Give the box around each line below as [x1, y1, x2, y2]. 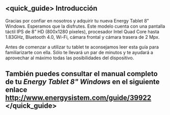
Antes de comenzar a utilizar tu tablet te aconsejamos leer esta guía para [5, 43, 159, 50]
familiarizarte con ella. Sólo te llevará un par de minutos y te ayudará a [5, 49, 153, 55]
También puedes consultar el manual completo [5, 70, 158, 78]
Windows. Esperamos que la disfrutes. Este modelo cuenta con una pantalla [5, 23, 165, 29]
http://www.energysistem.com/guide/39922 [5, 94, 152, 102]
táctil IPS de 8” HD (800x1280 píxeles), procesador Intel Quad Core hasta [5, 28, 160, 35]
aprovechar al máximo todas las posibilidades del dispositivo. [5, 55, 134, 61]
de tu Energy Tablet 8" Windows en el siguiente [5, 78, 160, 86]
